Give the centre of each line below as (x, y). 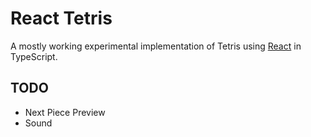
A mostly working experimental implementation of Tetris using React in (156, 46)
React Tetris (61, 18)
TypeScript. (34, 56)
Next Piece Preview (65, 112)
